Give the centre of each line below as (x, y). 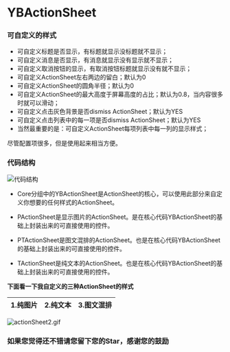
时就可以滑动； (38, 103)
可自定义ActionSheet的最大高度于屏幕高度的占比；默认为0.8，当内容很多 (120, 95)
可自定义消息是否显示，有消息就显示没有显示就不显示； (95, 60)
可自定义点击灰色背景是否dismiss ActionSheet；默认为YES (100, 112)
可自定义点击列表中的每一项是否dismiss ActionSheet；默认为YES (109, 120)
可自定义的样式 (32, 36)
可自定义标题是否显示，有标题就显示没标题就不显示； (92, 51)
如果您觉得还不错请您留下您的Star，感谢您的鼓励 (88, 341)
